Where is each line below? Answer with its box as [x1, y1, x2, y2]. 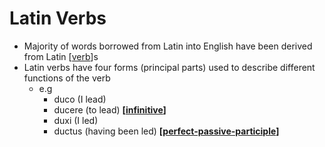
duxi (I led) [53, 114, 99, 126]
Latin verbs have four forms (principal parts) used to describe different [23, 61, 316, 73]
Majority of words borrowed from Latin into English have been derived [23, 40, 313, 52]
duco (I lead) [53, 93, 107, 105]
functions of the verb [23, 72, 111, 84]
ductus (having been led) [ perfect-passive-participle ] [53, 125, 280, 137]
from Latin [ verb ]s [23, 50, 99, 62]
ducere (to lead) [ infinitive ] [53, 103, 167, 116]
